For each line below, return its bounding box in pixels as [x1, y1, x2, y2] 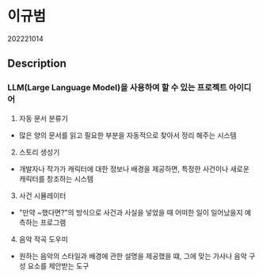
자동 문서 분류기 [18, 113, 68, 123]
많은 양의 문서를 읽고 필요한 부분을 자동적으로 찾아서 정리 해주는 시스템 [18, 130, 237, 139]
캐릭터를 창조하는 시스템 [18, 173, 94, 183]
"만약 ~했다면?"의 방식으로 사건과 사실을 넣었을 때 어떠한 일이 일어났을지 [18, 208, 243, 217]
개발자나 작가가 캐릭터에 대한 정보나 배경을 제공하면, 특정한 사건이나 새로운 [18, 164, 250, 173]
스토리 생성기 [18, 147, 60, 157]
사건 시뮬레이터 [18, 191, 67, 200]
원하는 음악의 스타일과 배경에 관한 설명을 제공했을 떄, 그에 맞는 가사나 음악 [18, 251, 247, 261]
